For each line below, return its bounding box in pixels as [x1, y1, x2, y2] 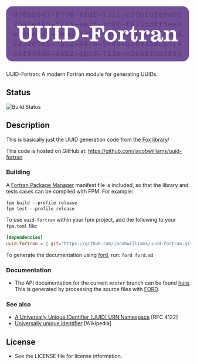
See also [6, 300, 31, 308]
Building [6, 168, 30, 176]
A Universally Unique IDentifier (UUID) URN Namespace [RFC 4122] [14, 313, 178, 320]
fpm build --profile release [6, 200, 77, 206]
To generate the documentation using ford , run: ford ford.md [6, 251, 154, 258]
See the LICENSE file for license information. [14, 353, 123, 360]
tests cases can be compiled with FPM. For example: [6, 188, 134, 195]
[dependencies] [6, 234, 43, 241]
